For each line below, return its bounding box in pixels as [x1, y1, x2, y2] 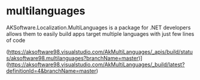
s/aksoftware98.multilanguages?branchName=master [6, 54, 139, 61]
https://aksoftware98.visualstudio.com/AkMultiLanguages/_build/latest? [8, 61, 185, 68]
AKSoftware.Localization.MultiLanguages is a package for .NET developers [6, 24, 191, 31]
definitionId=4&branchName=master [6, 67, 97, 74]
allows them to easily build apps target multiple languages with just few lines [6, 30, 195, 37]
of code [6, 36, 26, 44]
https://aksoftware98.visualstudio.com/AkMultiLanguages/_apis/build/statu [8, 48, 193, 55]
